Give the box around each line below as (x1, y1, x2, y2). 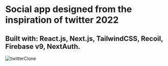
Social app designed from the (5, 4, 132, 15)
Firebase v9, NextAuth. (5, 42, 80, 51)
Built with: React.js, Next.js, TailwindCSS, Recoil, (5, 34, 163, 43)
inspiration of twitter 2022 (5, 14, 119, 26)
